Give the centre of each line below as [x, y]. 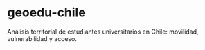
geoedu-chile [47, 13]
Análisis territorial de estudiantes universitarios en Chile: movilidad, [103, 32]
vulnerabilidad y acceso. [42, 38]
